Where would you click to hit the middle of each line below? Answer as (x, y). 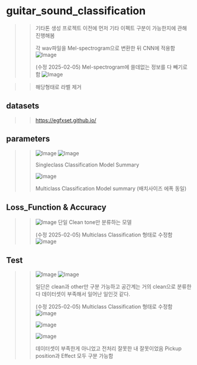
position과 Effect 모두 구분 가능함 (74, 356)
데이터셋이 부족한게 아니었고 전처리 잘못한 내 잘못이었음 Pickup (109, 348)
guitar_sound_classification (76, 11)
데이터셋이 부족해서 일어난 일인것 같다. (86, 294)
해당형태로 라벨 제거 (58, 87)
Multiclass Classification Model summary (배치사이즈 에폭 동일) (111, 188)
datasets (23, 106)
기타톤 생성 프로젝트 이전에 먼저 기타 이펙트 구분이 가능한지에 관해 (111, 28)
